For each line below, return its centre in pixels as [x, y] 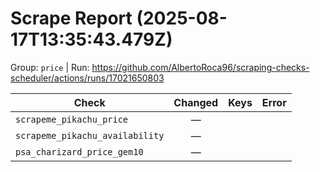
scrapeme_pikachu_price [72, 119]
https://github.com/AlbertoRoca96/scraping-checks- [200, 67]
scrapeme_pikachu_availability [90, 135]
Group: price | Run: [50, 67]
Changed [196, 102]
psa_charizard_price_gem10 [79, 151]
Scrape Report [71, 18]
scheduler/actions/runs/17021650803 [87, 78]
